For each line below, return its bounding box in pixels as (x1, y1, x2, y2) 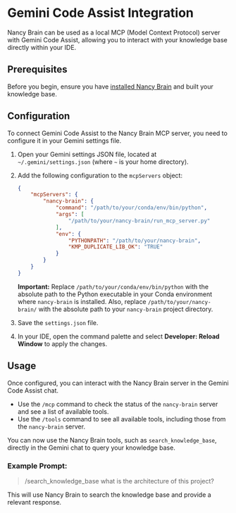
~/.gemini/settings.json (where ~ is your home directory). (17, 157, 189, 166)
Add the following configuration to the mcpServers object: (17, 171, 183, 179)
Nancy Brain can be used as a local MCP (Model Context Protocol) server (7, 28, 221, 37)
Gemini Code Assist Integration (7, 5, 194, 21)
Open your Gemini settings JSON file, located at (17, 150, 157, 158)
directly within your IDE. (7, 43, 77, 51)
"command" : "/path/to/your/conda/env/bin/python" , (55, 204, 208, 212)
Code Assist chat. (7, 386, 58, 395)
